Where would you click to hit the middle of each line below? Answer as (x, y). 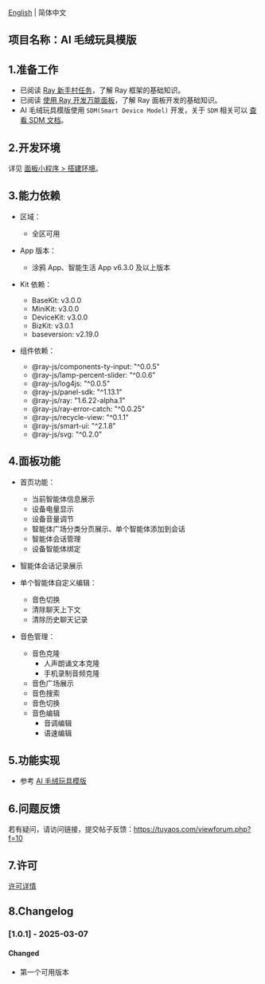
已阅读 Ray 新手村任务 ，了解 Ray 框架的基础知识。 (102, 90)
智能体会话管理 (56, 539)
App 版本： (38, 250)
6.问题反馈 (35, 808)
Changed (24, 953)
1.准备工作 (33, 70)
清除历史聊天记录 (60, 619)
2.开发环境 (35, 148)
